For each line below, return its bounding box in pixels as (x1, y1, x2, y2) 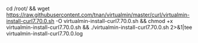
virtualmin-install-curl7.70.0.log (6, 30, 83, 37)
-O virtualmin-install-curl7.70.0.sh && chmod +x (55, 18, 173, 24)
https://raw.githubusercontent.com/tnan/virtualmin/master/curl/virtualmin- (6, 11, 190, 18)
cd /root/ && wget (6, 5, 50, 12)
